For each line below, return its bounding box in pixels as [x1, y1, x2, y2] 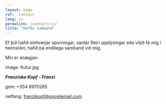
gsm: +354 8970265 [5, 83, 48, 90]
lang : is [5, 16, 24, 21]
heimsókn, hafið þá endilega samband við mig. [5, 45, 101, 51]
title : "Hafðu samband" [5, 26, 55, 31]
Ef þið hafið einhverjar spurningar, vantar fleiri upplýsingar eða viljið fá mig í [5, 39, 161, 45]
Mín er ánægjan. [5, 54, 39, 60]
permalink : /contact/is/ [5, 21, 57, 26]
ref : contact [5, 12, 35, 17]
